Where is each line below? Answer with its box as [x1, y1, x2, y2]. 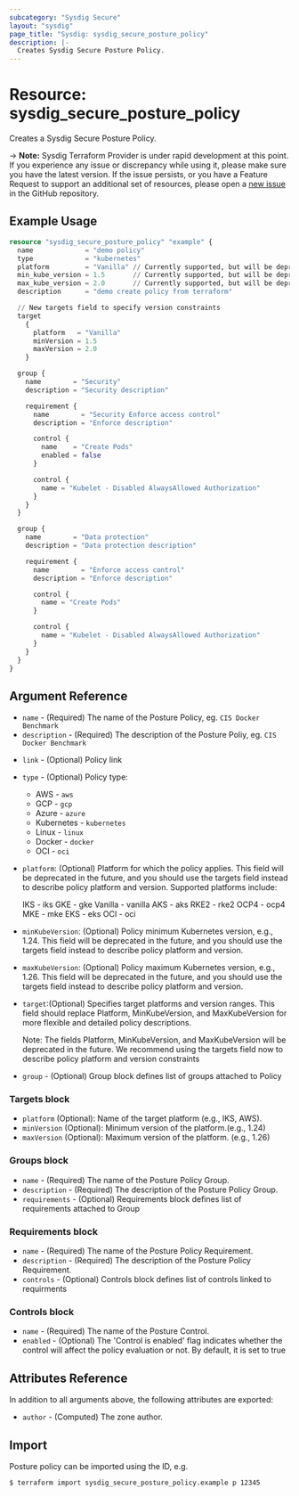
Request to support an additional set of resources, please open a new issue [9, 179, 287, 190]
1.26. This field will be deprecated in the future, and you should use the [21, 972, 283, 983]
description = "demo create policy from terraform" [17, 287, 233, 297]
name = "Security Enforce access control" [32, 410, 221, 419]
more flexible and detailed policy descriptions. [21, 1018, 192, 1028]
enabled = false [41, 451, 101, 460]
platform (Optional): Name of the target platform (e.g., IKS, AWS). [21, 1113, 263, 1124]
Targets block [9, 1093, 70, 1106]
